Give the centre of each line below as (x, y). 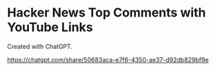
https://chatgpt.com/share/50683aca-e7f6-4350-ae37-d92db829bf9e (108, 59)
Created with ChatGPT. (40, 46)
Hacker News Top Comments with (107, 13)
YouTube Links (50, 27)
